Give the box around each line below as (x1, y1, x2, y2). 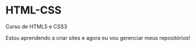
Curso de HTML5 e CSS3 (5, 23, 68, 30)
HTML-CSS (5, 4, 62, 17)
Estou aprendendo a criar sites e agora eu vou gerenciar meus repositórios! (5, 34, 191, 41)
